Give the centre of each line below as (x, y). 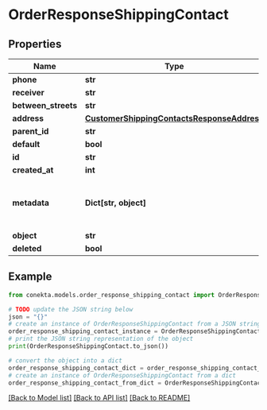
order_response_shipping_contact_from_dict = (85, 383)
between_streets (45, 105)
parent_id (31, 131)
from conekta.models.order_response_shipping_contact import (112, 295)
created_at (33, 170)
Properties (35, 44)
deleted (27, 248)
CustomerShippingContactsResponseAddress (174, 118)
